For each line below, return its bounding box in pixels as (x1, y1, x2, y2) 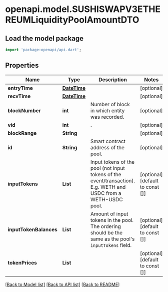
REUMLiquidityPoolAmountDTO (5, 14, 139, 26)
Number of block (90, 101, 130, 108)
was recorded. (90, 113, 124, 120)
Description (98, 76, 127, 83)
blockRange (7, 129, 37, 136)
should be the (90, 229, 123, 236)
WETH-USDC (90, 196, 123, 203)
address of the (90, 144, 125, 151)
